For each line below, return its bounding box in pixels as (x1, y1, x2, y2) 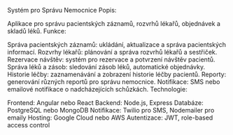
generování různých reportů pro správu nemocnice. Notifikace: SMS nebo (7, 78, 220, 86)
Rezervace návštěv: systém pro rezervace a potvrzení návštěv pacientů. (7, 55, 216, 64)
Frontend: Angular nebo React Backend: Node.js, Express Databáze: (7, 99, 204, 107)
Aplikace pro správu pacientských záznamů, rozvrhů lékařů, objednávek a (7, 20, 220, 27)
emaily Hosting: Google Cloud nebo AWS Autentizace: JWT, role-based (7, 113, 213, 122)
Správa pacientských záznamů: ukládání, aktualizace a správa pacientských (7, 41, 226, 48)
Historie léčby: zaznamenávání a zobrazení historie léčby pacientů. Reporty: (7, 70, 227, 78)
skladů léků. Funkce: (7, 27, 66, 35)
